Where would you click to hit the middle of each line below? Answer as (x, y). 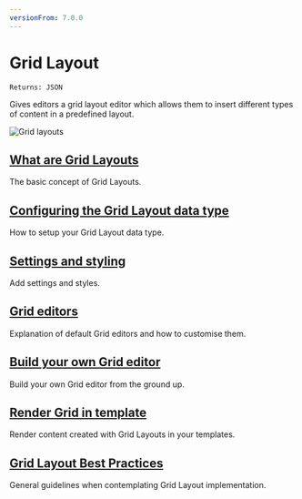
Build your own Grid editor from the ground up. (97, 384)
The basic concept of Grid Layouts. (75, 182)
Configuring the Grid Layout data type (119, 210)
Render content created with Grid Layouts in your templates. (122, 434)
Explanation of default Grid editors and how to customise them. (128, 333)
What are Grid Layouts (74, 160)
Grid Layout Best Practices (86, 463)
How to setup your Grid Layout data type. (87, 232)
